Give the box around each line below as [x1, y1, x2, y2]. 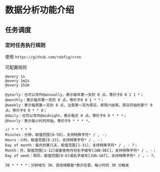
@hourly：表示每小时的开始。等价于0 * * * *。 [5, 118, 92, 123]
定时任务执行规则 [5, 41, 46, 48]
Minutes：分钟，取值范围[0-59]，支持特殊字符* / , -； [5, 132, 108, 137]
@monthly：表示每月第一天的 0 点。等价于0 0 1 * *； [5, 97, 104, 103]
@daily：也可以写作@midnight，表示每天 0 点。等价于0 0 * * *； [5, 113, 127, 118]
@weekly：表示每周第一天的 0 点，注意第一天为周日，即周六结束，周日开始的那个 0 [5, 103, 153, 107]
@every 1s [5, 74, 26, 79]
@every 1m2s [5, 78, 30, 83]
